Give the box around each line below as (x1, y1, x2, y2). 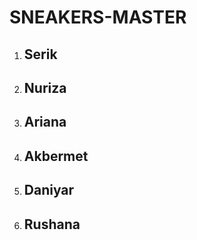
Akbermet (23, 147, 89, 165)
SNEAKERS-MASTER (9, 6, 187, 29)
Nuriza (23, 79, 67, 96)
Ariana (23, 114, 67, 131)
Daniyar (23, 182, 75, 199)
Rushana (23, 216, 81, 233)
